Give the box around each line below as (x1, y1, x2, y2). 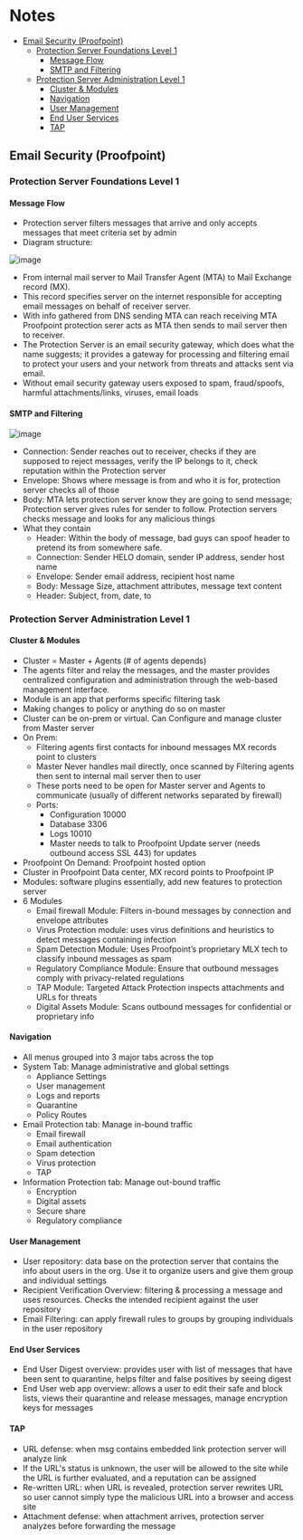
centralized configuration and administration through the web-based (22, 674, 279, 685)
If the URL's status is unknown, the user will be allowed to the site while (22, 1462, 289, 1473)
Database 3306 (49, 818, 108, 829)
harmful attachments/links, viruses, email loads (22, 387, 199, 398)
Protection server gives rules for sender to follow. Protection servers (22, 503, 278, 514)
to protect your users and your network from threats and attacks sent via (22, 358, 294, 369)
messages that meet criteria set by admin (22, 227, 177, 238)
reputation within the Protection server (22, 465, 166, 476)
